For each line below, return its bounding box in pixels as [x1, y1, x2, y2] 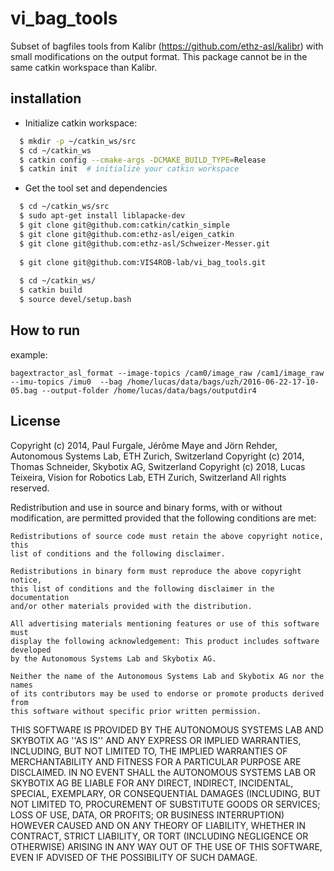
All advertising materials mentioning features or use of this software [10, 618, 320, 629]
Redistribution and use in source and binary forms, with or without [10, 501, 283, 513]
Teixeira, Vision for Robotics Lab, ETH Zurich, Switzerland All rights [10, 471, 287, 483]
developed [10, 645, 52, 655]
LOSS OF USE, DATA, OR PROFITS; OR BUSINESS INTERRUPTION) [10, 808, 285, 821]
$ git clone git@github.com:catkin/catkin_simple [19, 220, 230, 230]
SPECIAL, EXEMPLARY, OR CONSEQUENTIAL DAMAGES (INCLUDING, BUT [10, 787, 322, 799]
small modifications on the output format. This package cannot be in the [10, 50, 308, 62]
